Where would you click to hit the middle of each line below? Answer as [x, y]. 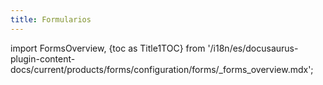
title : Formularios [51, 19]
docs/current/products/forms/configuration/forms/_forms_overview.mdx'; [162, 69]
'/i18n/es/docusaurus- [253, 48]
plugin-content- [43, 58]
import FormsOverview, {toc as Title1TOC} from [108, 48]
